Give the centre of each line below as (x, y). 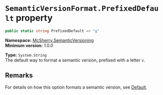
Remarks (19, 75)
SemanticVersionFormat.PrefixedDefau (82, 9)
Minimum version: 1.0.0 (29, 45)
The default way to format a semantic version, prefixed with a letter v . (75, 60)
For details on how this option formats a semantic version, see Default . (76, 87)
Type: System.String (26, 55)
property (34, 18)
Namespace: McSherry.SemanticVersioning (49, 40)
